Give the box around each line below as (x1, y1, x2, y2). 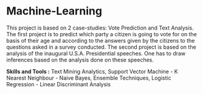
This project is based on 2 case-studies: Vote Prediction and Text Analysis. (6, 24, 194, 31)
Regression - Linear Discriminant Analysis (6, 80, 111, 88)
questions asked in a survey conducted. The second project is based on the (6, 43, 196, 51)
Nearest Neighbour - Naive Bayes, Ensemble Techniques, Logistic (6, 74, 171, 81)
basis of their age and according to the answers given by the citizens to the (6, 37, 195, 44)
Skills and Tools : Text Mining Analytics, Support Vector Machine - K (6, 67, 178, 75)
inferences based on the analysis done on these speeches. (6, 56, 154, 63)
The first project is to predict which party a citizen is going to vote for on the (6, 30, 198, 37)
